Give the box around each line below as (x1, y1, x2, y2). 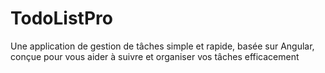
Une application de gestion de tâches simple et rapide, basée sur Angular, (10, 40, 315, 52)
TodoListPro (10, 7, 113, 30)
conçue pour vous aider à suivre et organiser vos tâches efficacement (10, 50, 300, 62)
